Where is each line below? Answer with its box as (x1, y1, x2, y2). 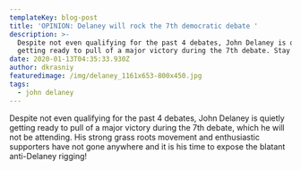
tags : (9, 80, 30, 89)
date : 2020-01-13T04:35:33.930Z (9, 55, 130, 64)
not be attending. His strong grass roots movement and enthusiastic (9, 132, 260, 142)
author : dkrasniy (9, 64, 74, 72)
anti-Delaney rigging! (9, 150, 88, 161)
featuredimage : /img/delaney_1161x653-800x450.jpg (9, 72, 202, 81)
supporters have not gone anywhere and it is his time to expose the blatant (9, 140, 286, 152)
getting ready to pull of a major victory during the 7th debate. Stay (17, 47, 291, 55)
